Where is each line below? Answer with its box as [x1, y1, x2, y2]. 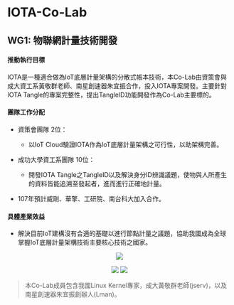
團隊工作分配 [7, 108, 45, 117]
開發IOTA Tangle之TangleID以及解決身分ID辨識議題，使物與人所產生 [28, 170, 228, 178]
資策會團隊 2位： [17, 125, 68, 134]
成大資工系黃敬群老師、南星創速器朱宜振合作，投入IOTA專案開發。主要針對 [7, 81, 228, 90]
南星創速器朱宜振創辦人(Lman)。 [24, 290, 121, 299]
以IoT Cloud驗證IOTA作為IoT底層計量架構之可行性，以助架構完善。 [28, 140, 223, 149]
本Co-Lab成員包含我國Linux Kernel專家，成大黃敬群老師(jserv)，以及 [24, 282, 228, 290]
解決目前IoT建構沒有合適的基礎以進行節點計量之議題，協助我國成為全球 [17, 229, 226, 238]
